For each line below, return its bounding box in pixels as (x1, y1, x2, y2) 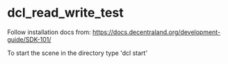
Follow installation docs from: (7, 28, 92, 36)
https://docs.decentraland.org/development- (92, 28, 221, 36)
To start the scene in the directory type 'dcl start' (7, 49, 148, 57)
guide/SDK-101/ (7, 35, 51, 43)
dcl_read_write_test (7, 5, 124, 21)
